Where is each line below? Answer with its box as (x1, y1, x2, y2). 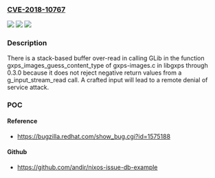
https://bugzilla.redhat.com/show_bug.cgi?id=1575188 (16, 132, 170, 140)
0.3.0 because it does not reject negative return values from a (7, 68, 182, 77)
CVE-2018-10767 (7, 5, 66, 14)
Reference (7, 117, 38, 125)
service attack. (7, 83, 49, 91)
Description (7, 38, 47, 48)
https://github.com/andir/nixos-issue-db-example (16, 163, 158, 171)
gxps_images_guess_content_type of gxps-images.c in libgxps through (7, 61, 208, 69)
